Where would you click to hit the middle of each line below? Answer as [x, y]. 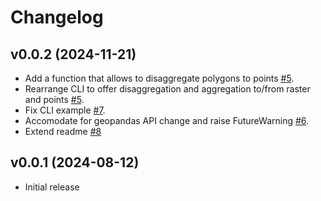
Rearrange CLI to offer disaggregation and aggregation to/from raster [167, 89]
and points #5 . [54, 99]
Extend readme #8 [63, 131]
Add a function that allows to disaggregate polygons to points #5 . [159, 78]
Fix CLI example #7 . [65, 110]
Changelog [57, 17]
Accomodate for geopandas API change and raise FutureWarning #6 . [167, 120]
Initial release [52, 187]
